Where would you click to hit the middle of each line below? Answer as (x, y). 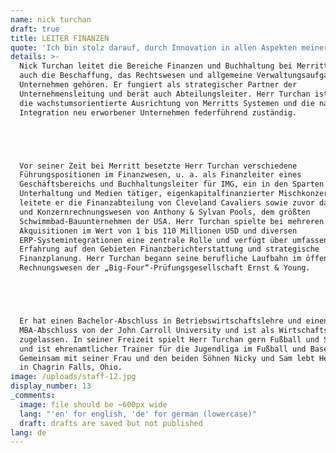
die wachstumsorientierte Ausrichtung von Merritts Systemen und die (167, 103)
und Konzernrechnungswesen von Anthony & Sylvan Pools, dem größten (165, 212)
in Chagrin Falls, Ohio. (71, 367)
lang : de (28, 432)
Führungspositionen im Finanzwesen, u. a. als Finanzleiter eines (160, 175)
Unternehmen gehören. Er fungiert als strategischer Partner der (158, 85)
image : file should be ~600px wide (93, 404)
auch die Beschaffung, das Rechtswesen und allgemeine (136, 76)
